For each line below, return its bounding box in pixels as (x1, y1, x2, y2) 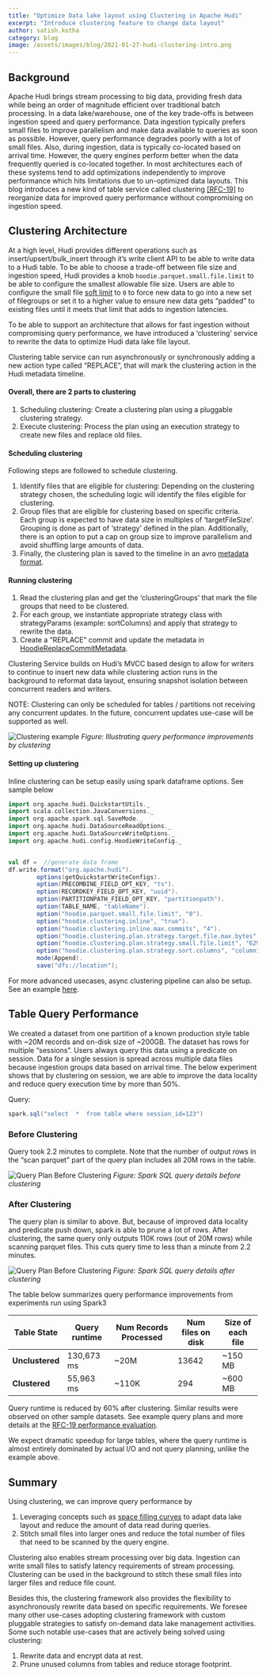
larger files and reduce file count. (8, 1578, 117, 1588)
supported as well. (8, 716, 69, 727)
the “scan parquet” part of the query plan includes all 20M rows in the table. (8, 1155, 256, 1164)
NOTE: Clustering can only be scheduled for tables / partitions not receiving (8, 700, 256, 709)
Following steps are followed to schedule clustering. (8, 466, 178, 476)
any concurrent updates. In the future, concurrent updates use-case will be (8, 708, 254, 718)
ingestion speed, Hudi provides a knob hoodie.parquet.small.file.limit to (8, 271, 255, 280)
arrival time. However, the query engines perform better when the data (8, 150, 239, 160)
